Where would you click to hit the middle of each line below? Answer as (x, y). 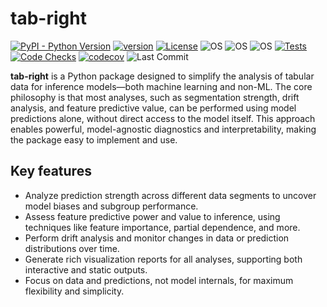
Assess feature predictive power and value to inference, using (152, 216)
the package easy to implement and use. (94, 139)
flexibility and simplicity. (74, 291)
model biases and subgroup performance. (111, 206)
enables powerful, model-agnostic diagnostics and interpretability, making (163, 129)
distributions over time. (72, 248)
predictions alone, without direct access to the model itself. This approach (163, 118)
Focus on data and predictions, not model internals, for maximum (159, 280)
